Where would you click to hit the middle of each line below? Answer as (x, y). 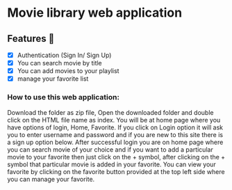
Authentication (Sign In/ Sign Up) (64, 55)
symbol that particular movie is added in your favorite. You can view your (112, 164)
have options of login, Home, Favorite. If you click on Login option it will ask (115, 127)
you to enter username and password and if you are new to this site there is (115, 134)
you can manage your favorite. (51, 179)
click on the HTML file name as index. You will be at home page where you (114, 120)
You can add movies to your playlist (68, 71)
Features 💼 (31, 39)
